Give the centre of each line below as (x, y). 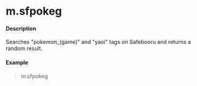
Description (21, 28)
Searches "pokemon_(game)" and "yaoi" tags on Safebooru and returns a (98, 42)
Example (17, 62)
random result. (24, 48)
